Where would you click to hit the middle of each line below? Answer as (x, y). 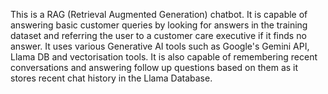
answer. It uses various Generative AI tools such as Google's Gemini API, (160, 46)
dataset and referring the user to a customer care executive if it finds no (158, 35)
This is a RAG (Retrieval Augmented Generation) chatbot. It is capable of (159, 14)
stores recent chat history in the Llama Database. (111, 78)
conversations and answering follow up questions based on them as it (154, 67)
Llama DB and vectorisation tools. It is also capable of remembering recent (164, 57)
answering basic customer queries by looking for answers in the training (159, 25)
